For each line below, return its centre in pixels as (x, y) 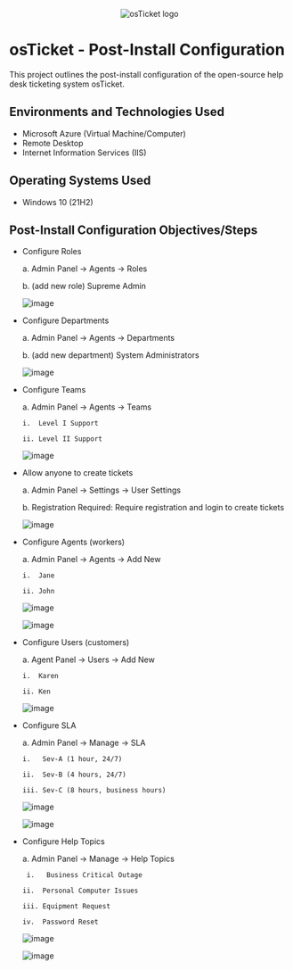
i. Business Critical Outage (84, 875)
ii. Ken (36, 692)
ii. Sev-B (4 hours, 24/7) (74, 775)
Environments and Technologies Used (117, 112)
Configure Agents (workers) (73, 542)
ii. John (38, 592)
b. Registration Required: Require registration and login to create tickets (153, 508)
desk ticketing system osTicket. (67, 84)
